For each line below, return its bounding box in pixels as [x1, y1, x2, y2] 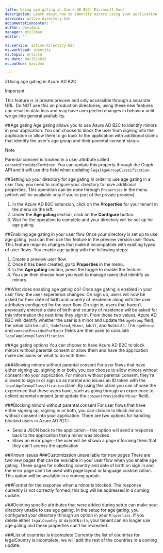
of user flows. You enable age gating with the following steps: [5, 247, 129, 253]
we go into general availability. [5, 113, 66, 119]
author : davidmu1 [5, 25, 40, 30]
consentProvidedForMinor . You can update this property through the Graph [5, 162, 154, 168]
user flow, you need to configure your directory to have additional [5, 182, 136, 188]
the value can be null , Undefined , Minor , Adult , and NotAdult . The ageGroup [5, 323, 154, 328]
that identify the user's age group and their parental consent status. [5, 138, 140, 144]
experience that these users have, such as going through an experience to [5, 388, 154, 394]
